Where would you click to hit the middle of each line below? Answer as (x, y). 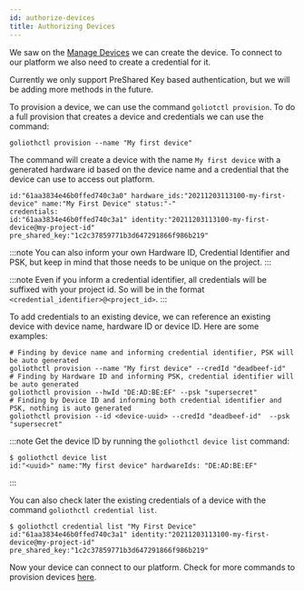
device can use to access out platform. (82, 179)
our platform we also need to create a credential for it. (110, 62)
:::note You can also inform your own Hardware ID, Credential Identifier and (150, 252)
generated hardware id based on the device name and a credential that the (149, 169)
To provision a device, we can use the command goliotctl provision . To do (152, 106)
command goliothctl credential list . (83, 509)
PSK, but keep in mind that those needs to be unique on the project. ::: (141, 262)
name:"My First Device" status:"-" (109, 204)
